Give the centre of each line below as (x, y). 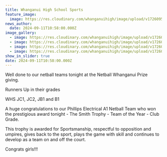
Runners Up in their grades (33, 89)
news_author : (19, 24)
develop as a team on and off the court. (45, 140)
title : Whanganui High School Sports (44, 10)
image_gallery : (21, 33)
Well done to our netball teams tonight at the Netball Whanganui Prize (77, 75)
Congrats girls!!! (22, 149)
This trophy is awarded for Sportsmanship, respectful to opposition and (78, 129)
